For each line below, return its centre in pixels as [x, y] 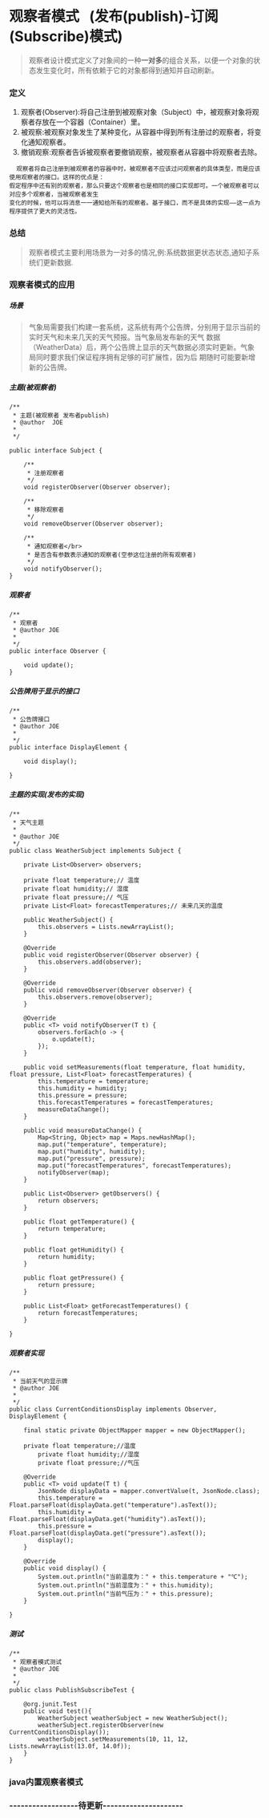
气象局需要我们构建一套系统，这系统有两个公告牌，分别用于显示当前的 [145, 327]
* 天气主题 [28, 823]
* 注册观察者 [46, 473]
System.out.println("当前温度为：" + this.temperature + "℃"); [143, 1577]
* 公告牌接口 [31, 720]
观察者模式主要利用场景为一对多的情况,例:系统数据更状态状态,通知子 [141, 252]
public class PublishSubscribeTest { [72, 1690]
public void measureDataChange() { [83, 1131]
